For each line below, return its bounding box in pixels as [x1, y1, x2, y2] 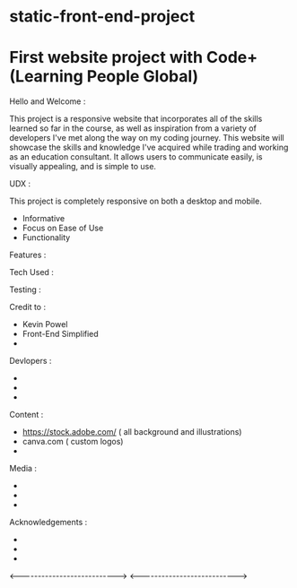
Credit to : [9, 302, 47, 313]
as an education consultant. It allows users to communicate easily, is [9, 151, 263, 162]
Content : [9, 410, 44, 420]
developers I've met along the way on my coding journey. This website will [9, 133, 284, 143]
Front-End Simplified [22, 329, 99, 340]
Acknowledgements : [9, 517, 88, 528]
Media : [9, 463, 38, 474]
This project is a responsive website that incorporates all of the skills [9, 114, 263, 125]
